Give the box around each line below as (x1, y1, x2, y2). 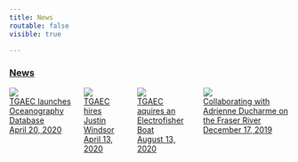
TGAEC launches (9, 95, 71, 107)
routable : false (9, 21, 69, 30)
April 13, (83, 134, 114, 144)
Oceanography (9, 105, 64, 116)
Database (9, 115, 44, 126)
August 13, (136, 134, 176, 144)
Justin (83, 115, 107, 126)
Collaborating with (203, 95, 270, 107)
